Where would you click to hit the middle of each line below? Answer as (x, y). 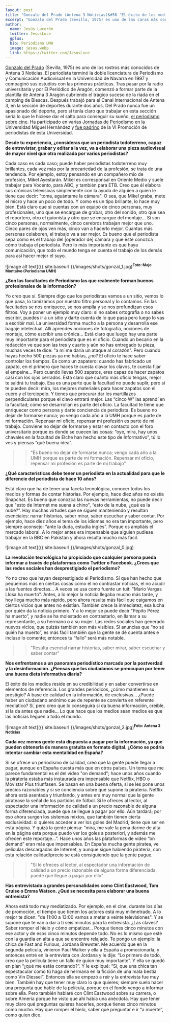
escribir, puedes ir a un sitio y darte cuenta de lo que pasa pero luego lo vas (85, 318)
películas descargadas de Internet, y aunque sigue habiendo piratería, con (83, 849)
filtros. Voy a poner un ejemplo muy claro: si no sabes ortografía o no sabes (85, 312)
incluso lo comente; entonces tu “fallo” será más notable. (65, 638)
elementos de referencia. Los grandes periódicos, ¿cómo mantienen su (80, 689)
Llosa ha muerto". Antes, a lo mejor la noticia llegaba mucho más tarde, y (82, 595)
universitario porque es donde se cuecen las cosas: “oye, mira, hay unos (81, 432)
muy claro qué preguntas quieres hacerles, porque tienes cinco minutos (81, 1004)
